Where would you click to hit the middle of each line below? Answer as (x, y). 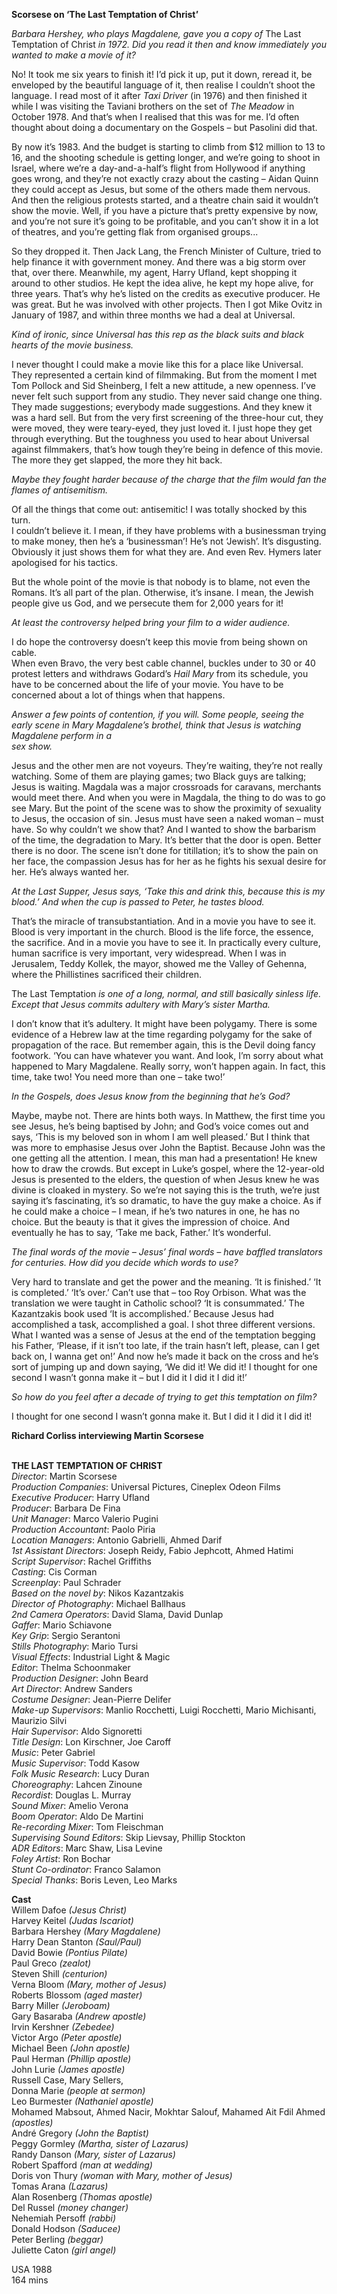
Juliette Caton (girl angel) (64, 2250)
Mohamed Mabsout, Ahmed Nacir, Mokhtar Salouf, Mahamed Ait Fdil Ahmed (168, 2112)
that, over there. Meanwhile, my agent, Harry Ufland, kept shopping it (154, 272)
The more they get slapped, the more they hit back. (117, 460)
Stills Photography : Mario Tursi (75, 1646)
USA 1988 (32, 2269)
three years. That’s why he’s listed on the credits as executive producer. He (166, 293)
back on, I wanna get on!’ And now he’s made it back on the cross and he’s (165, 1356)
